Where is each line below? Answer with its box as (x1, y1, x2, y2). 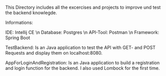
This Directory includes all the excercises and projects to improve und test (5, 5, 161, 10)
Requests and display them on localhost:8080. (5, 50, 103, 56)
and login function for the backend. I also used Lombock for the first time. (5, 65, 160, 71)
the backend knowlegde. (5, 10, 58, 16)
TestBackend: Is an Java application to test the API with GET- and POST (5, 45, 156, 50)
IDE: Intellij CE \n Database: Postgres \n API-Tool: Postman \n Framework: (5, 29, 159, 35)
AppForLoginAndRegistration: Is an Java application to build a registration (5, 60, 160, 65)
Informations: (5, 20, 33, 25)
